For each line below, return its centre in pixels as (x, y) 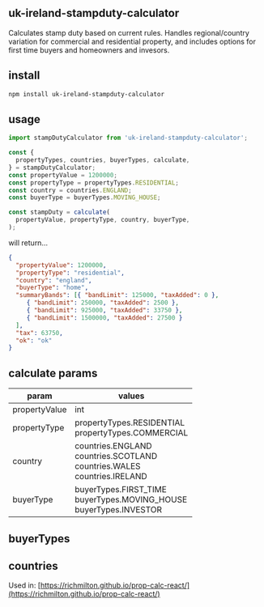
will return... (28, 243)
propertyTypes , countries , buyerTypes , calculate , (103, 160)
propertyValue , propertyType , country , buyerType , (103, 220)
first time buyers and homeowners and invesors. (89, 50)
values (131, 396)
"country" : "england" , (54, 280)
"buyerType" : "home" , (52, 288)
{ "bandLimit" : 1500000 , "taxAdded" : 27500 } (104, 318)
